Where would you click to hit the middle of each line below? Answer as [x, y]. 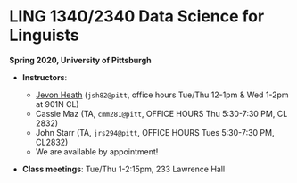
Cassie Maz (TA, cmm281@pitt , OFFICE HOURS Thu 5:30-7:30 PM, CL [161, 113]
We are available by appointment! [97, 151]
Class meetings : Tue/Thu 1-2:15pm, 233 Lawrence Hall [124, 169]
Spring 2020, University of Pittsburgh [80, 60]
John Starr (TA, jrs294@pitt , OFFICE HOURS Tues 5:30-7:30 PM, [155, 132]
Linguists [44, 35]
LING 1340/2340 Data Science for [137, 17]
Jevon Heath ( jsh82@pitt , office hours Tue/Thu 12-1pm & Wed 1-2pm [162, 95]
